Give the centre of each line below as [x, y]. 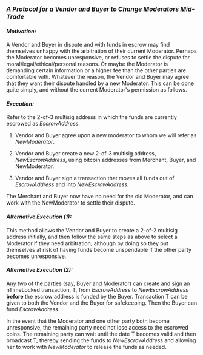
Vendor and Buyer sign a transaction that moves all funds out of [95, 178]
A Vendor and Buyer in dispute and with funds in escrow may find [88, 45]
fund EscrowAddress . [33, 309]
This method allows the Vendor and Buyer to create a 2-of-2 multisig [92, 230]
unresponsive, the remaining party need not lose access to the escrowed [98, 327]
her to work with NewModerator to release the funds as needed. [86, 347]
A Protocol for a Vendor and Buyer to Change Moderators [93, 9]
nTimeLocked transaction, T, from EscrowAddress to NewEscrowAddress [98, 289]
